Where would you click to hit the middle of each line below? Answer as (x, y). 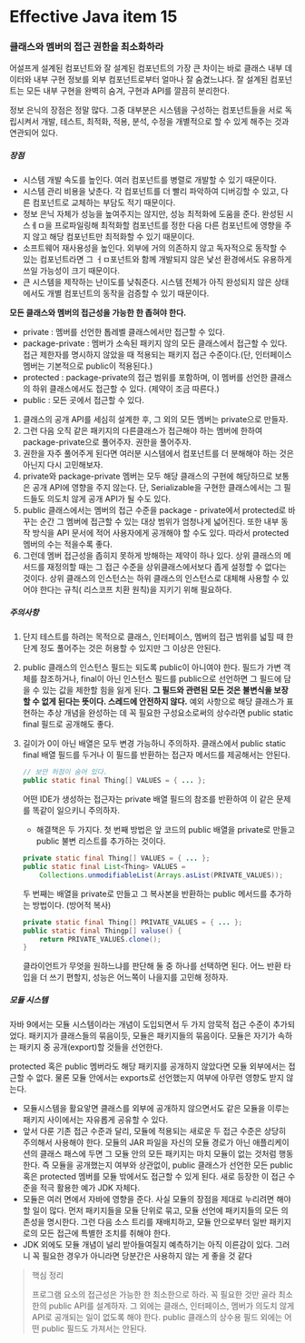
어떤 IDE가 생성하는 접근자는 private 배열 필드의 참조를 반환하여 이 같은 (148, 799)
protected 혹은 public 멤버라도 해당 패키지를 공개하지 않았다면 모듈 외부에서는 (148, 1066)
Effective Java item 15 (93, 17)
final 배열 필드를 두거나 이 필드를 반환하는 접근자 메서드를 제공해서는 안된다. (156, 755)
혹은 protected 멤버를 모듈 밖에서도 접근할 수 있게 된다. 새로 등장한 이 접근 (154, 1177)
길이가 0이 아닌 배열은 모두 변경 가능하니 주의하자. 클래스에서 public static (154, 744)
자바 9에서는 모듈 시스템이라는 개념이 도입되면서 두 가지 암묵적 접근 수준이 (140, 1024)
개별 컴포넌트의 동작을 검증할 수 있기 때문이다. (128, 293)
